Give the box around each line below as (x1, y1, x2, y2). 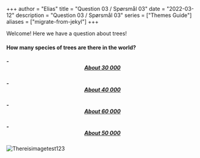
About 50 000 (84, 129, 121, 137)
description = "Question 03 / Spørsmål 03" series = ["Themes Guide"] (15, 12, 192, 19)
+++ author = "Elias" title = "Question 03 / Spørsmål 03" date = (6, 5, 166, 12)
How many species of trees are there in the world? (6, 44, 136, 51)
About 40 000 (84, 86, 121, 93)
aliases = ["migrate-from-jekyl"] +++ (6, 18, 99, 25)
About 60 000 (84, 108, 121, 115)
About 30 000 (84, 64, 121, 72)
